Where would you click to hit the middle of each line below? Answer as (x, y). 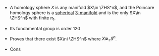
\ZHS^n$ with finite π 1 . (33, 19)
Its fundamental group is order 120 (45, 28)
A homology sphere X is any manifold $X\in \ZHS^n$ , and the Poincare (82, 8)
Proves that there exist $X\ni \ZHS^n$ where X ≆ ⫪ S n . (63, 39)
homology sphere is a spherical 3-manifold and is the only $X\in (75, 13)
